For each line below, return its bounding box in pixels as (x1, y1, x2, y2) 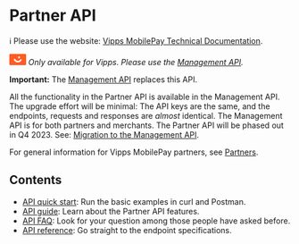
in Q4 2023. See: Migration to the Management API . (9, 129, 199, 139)
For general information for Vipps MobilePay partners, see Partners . (9, 147, 259, 157)
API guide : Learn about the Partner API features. (21, 206, 200, 216)
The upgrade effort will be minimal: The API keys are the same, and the (9, 100, 270, 112)
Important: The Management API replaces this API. (9, 73, 198, 85)
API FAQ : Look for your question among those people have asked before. (21, 215, 291, 226)
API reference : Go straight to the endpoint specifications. (21, 224, 232, 235)
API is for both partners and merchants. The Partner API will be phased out (9, 120, 284, 130)
